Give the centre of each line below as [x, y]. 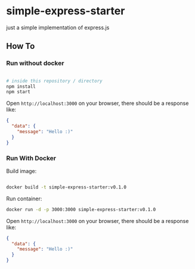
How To [21, 46]
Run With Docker [31, 158]
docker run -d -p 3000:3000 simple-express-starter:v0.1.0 [81, 209]
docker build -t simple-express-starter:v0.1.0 [66, 187]
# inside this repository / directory [54, 81]
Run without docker [35, 63]
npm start [18, 92]
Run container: [24, 199]
